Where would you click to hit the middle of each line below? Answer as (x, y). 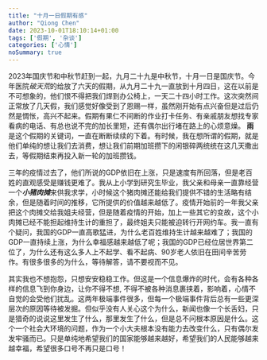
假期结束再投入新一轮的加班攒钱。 (85, 155)
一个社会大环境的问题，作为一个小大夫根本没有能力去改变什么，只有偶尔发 (137, 328)
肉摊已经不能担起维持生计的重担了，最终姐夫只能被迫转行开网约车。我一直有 (133, 222)
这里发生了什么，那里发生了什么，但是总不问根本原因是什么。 (151, 318)
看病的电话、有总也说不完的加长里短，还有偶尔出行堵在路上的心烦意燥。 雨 (131, 126)
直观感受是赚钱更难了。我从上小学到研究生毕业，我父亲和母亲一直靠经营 (140, 182)
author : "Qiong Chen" (44, 23)
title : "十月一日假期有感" (48, 15)
